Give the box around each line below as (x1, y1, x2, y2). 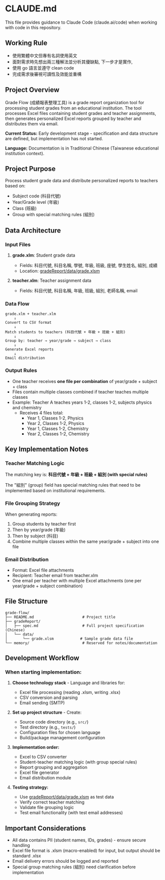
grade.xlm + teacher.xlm (5, 311, 56, 316)
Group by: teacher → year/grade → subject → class (5, 339, 111, 344)
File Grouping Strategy (5, 500, 61, 507)
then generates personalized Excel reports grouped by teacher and (5, 115, 141, 121)
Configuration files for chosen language (19, 729, 100, 735)
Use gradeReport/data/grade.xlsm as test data (19, 794, 114, 800)
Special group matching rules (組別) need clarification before (12, 864, 136, 870)
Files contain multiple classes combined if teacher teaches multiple (12, 388, 149, 395)
